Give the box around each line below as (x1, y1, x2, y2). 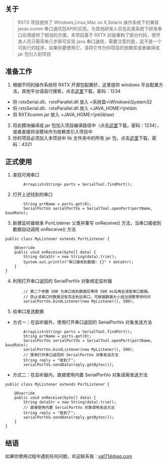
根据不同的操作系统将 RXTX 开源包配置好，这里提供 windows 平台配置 (12, 82, 159, 88)
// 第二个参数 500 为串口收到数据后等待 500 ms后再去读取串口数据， (23, 289, 152, 294)
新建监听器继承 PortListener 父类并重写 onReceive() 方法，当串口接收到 (12, 220, 162, 226)
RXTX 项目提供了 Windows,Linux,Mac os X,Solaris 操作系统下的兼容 (17, 19, 159, 25)
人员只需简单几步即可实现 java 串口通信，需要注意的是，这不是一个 (22, 38, 162, 44)
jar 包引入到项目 (17, 51, 52, 57)
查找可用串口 (12, 172, 39, 178)
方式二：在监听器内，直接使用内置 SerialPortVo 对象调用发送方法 (12, 372, 148, 378)
